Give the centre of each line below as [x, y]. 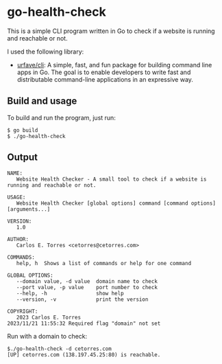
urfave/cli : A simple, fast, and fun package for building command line [114, 65]
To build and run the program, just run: [62, 117]
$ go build [23, 130]
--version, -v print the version [82, 299]
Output [22, 158]
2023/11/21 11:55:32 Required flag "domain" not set [84, 323]
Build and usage [42, 101]
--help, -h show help [70, 293]
